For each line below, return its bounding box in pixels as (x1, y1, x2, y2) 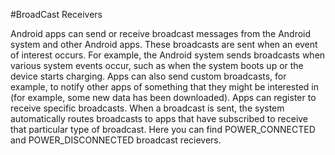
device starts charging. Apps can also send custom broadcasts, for (10, 70, 287, 82)
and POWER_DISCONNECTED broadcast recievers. (10, 134, 222, 146)
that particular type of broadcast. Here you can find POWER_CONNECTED (10, 124, 316, 135)
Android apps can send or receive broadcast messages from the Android (10, 28, 312, 39)
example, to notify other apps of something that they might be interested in (10, 81, 319, 93)
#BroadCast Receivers (10, 9, 103, 20)
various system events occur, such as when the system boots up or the (10, 60, 304, 71)
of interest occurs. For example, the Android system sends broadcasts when (10, 49, 326, 61)
